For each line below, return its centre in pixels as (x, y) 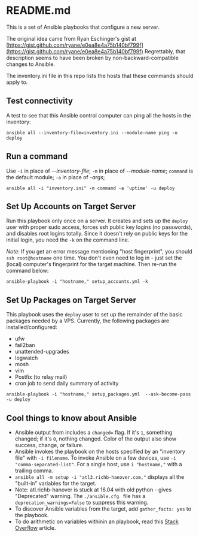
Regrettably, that (165, 51)
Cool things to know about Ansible (72, 418)
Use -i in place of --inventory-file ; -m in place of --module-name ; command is (99, 171)
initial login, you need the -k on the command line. (68, 240)
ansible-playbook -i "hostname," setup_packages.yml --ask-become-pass (99, 394)
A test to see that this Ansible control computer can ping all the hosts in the (99, 115)
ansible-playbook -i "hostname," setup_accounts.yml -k (77, 282)
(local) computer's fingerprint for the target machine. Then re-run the (91, 264)
